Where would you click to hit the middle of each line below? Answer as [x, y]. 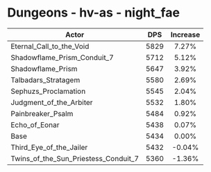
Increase [185, 35]
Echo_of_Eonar [35, 124]
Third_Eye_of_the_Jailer [49, 147]
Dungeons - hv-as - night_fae [94, 13]
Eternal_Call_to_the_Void [50, 46]
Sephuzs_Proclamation [48, 91]
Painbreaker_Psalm [42, 113]
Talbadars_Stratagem [45, 79]
